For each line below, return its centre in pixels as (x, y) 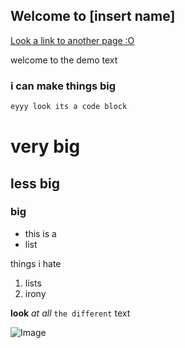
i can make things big (63, 86)
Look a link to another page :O (72, 40)
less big (35, 183)
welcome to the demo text (64, 60)
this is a (40, 233)
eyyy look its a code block (69, 107)
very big (45, 146)
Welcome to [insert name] (93, 16)
